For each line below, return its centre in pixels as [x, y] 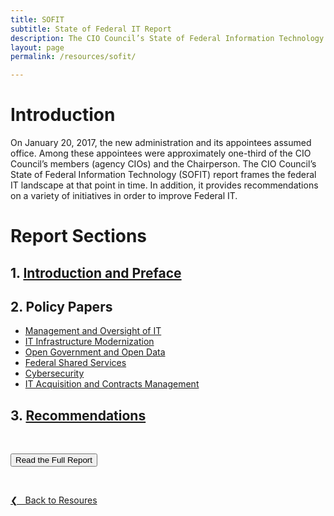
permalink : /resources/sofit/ [73, 57]
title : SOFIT [37, 19]
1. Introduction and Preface [96, 272]
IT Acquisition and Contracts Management [112, 384]
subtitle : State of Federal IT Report [91, 29]
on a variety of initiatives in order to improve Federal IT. [124, 196]
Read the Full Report [54, 460]
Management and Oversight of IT [93, 331]
